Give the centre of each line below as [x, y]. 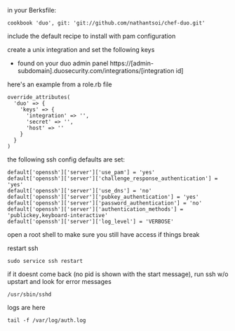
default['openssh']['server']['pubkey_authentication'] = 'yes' [103, 197]
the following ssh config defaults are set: [66, 160]
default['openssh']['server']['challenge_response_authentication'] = [113, 179]
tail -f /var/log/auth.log [47, 320]
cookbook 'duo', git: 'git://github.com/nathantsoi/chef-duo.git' [106, 23]
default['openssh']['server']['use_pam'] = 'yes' [81, 172]
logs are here [26, 307]
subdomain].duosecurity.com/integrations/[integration [96, 71]
